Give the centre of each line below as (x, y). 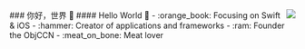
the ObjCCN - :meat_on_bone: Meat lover (87, 35)
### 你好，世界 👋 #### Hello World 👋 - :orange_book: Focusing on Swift (145, 15)
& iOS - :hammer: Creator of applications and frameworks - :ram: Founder (147, 25)
